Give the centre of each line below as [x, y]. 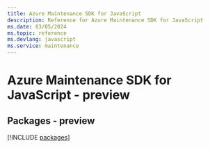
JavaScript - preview [69, 95]
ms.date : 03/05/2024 [37, 26]
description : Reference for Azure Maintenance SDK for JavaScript [105, 20]
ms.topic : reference [37, 33]
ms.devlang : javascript [42, 40]
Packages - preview [51, 121]
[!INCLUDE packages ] [39, 137]
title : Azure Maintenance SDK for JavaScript [74, 14]
